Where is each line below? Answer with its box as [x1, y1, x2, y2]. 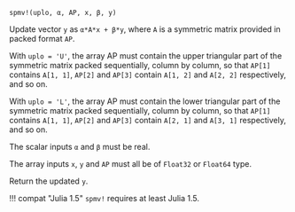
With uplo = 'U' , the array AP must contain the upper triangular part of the [9, 51, 283, 61]
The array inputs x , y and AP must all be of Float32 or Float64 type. [9, 159, 252, 169]
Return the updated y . [9, 176, 89, 186]
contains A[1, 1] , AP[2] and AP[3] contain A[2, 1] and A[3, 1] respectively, [9, 115, 286, 125]
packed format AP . [9, 34, 75, 43]
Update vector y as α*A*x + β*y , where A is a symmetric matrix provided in [9, 24, 281, 35]
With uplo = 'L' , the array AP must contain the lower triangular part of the [9, 96, 281, 106]
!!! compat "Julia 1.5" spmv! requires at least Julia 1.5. [9, 193, 200, 203]
